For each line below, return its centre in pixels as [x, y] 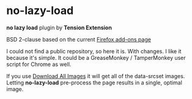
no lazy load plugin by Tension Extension [59, 28]
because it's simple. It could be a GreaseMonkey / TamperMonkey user [96, 57]
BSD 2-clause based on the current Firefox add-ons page [79, 39]
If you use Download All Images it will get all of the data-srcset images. [96, 76]
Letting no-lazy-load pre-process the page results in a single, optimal [94, 82]
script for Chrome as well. [39, 64]
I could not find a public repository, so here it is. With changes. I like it [94, 51]
